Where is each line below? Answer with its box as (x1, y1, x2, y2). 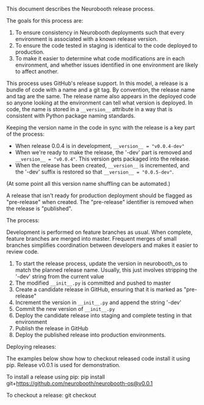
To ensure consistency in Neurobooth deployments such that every (15, 29, 185, 36)
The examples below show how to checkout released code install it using (6, 355, 191, 362)
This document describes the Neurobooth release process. (6, 5, 155, 12)
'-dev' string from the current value (15, 273, 104, 280)
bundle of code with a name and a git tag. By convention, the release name (6, 86, 195, 93)
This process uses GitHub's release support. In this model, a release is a (6, 79, 188, 87)
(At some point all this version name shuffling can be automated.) (6, 180, 171, 187)
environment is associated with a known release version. (15, 35, 158, 42)
